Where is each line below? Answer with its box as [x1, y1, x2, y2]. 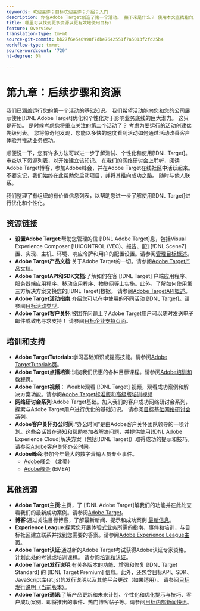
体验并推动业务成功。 [6, 137, 58, 144]
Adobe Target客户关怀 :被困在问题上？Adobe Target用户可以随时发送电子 [14, 310, 194, 317]
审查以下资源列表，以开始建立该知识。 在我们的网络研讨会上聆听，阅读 [6, 156, 180, 164]
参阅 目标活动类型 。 [14, 303, 62, 310]
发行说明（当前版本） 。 [14, 584, 70, 591]
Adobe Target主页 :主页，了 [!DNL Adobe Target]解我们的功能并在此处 [14, 502, 187, 508]
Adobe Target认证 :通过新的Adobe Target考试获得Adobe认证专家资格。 [14, 547, 189, 553]
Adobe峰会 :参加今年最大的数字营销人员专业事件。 [14, 450, 138, 458]
